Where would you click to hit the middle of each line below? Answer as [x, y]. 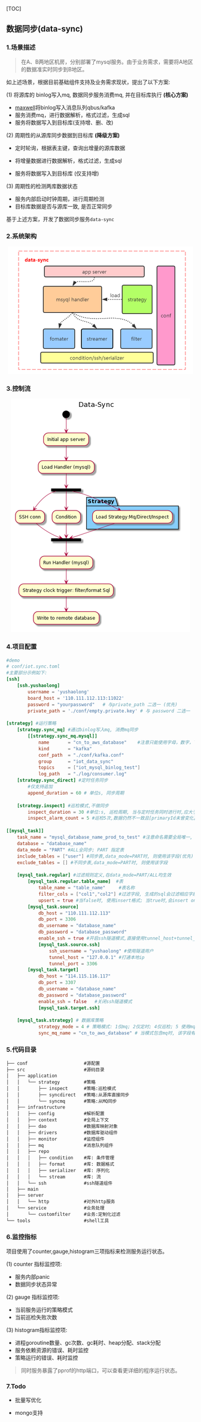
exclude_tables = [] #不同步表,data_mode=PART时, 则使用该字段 [92, 862]
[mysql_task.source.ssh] [69, 944]
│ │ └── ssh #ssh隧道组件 [59, 1184]
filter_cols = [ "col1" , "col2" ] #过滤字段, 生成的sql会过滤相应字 [115, 894]
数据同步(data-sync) [45, 29]
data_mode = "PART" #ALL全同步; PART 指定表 [71, 850]
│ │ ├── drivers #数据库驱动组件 [62, 1133]
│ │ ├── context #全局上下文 [58, 1120]
